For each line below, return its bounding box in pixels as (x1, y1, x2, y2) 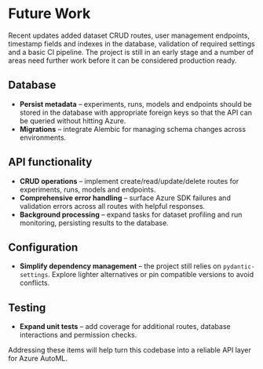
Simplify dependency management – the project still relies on (19, 261, 221, 271)
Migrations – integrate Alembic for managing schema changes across (19, 124, 246, 133)
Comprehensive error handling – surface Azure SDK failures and (19, 193, 232, 203)
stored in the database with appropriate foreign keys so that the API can (19, 108, 253, 117)
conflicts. (19, 278, 50, 287)
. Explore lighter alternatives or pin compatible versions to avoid (48, 270, 254, 279)
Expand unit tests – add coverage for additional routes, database (19, 322, 231, 331)
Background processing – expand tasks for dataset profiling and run (19, 210, 243, 219)
